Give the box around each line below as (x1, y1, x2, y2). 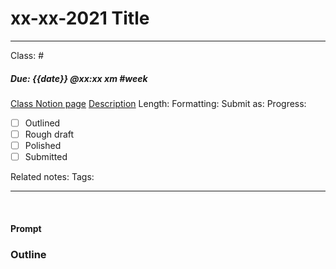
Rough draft (24, 128, 75, 140)
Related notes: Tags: (10, 171, 95, 183)
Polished (24, 140, 62, 152)
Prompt (10, 222, 42, 234)
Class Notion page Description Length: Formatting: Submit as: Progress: (10, 97, 307, 109)
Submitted (24, 151, 68, 163)
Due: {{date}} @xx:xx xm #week (10, 72, 148, 84)
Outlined (24, 117, 61, 129)
